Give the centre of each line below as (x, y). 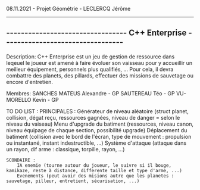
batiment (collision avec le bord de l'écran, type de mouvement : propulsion (99, 136)
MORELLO (19, 99)
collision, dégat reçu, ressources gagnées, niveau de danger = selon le (93, 117)
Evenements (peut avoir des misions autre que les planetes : (96, 176)
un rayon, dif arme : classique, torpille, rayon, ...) (65, 149)
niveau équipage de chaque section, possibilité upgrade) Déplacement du (97, 130)
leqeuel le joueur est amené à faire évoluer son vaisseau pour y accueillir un (99, 63)
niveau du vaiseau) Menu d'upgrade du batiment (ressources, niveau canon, (100, 124)
